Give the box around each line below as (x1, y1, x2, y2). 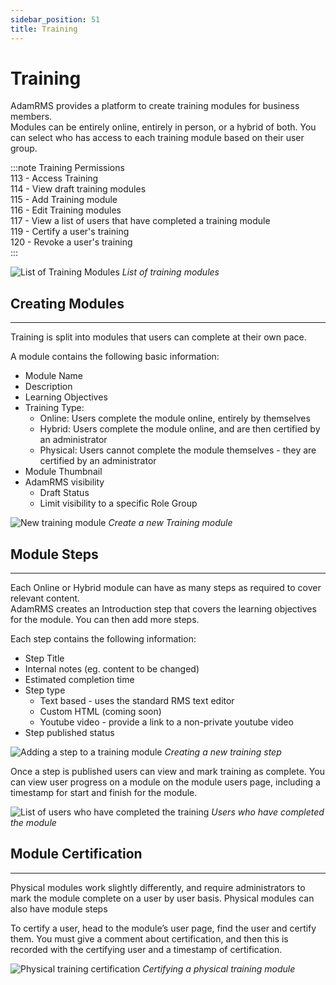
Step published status (24, 727, 115, 739)
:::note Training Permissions (10, 162, 125, 174)
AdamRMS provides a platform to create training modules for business (10, 100, 300, 112)
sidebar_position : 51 (10, 14, 101, 25)
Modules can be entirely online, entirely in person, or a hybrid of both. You (10, 121, 317, 133)
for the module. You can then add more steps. (10, 614, 200, 626)
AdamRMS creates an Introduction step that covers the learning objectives (10, 603, 317, 615)
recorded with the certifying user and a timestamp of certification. (10, 943, 283, 955)
